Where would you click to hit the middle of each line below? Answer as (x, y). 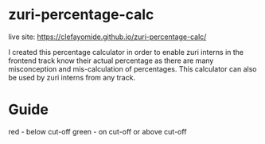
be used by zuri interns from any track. (72, 77)
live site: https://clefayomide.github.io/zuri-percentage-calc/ (107, 37)
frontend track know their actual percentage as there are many (111, 60)
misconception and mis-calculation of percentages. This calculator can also (132, 68)
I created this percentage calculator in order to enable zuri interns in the (126, 52)
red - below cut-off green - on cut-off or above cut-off (97, 131)
